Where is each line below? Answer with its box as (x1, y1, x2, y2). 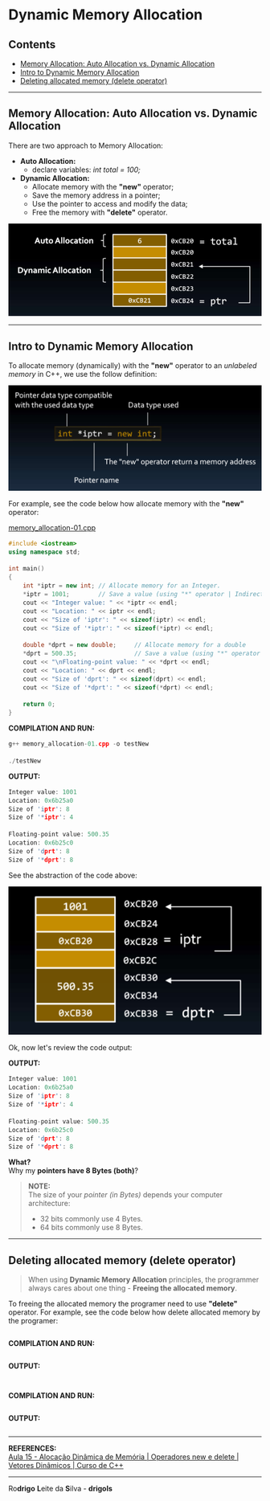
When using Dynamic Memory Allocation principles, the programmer (27, 1275, 260, 1285)
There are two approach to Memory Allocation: (8, 141, 163, 150)
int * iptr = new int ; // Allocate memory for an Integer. (22, 582, 221, 590)
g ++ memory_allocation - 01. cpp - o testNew (8, 740, 149, 748)
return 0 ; (22, 701, 56, 709)
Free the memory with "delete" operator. (31, 207, 168, 217)
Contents (8, 38, 56, 51)
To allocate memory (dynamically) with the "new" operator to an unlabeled (8, 360, 257, 370)
